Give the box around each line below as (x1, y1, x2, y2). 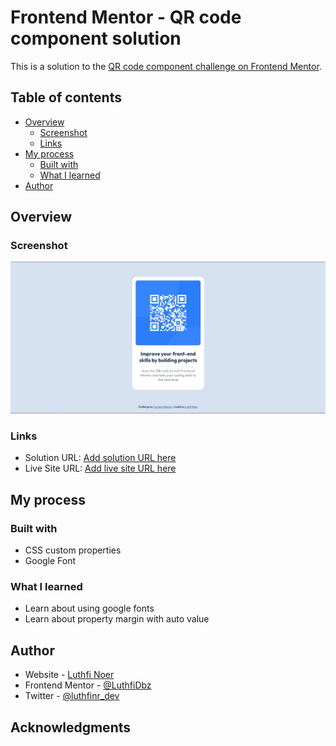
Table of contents (10, 89, 122, 106)
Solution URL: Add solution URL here (24, 452, 177, 464)
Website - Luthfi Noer (24, 669, 115, 681)
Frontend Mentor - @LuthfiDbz (24, 679, 152, 691)
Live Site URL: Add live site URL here (24, 462, 177, 475)
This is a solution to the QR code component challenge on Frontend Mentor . (10, 60, 322, 72)
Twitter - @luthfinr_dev (24, 690, 120, 702)
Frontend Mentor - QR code (10, 6, 242, 29)
